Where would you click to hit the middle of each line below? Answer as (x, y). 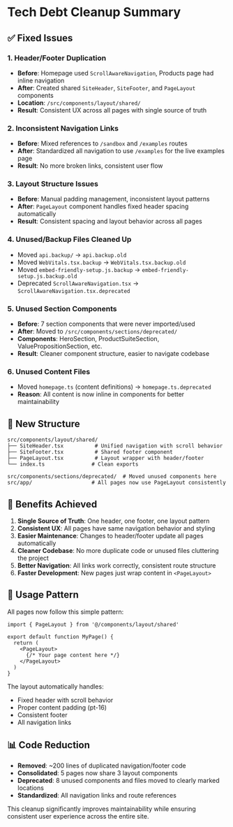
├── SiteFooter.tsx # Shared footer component (90, 452)
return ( (26, 643)
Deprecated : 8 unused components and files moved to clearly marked (118, 780)
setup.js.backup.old (47, 276)
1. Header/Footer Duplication (57, 58)
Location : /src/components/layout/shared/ (79, 103)
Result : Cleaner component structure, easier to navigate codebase (113, 354)
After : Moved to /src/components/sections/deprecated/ (97, 331)
